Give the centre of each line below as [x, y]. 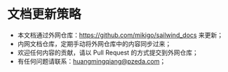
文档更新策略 [45, 14]
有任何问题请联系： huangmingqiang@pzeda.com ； [92, 61]
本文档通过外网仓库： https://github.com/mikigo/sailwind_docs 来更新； [120, 35]
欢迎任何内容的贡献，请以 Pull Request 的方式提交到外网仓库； [108, 52]
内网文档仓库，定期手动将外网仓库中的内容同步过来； [94, 43]
